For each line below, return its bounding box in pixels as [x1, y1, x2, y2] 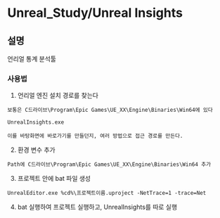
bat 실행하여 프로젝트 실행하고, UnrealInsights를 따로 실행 [17, 203, 178, 212]
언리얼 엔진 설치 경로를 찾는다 [17, 91, 98, 100]
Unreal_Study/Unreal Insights [7, 5, 183, 21]
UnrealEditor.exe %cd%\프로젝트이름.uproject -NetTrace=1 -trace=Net [7, 190, 207, 197]
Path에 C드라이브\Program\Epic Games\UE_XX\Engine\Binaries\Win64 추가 [7, 161, 212, 168]
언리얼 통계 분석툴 [7, 55, 56, 63]
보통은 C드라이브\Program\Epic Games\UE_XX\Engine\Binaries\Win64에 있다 [7, 107, 213, 114]
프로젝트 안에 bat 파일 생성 [17, 174, 91, 183]
